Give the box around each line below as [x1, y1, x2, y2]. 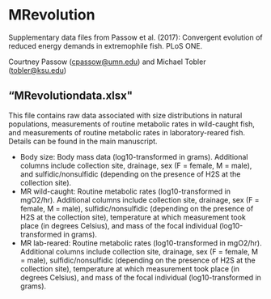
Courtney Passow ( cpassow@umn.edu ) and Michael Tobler [8, 57, 206, 66]
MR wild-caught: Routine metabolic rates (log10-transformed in [19, 186, 231, 196]
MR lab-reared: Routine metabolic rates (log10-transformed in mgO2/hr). [19, 237, 262, 248]
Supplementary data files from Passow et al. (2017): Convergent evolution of [8, 32, 263, 42]
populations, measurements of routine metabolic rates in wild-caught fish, [8, 119, 255, 129]
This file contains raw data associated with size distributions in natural [8, 110, 243, 120]
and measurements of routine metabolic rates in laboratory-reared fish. [8, 127, 245, 137]
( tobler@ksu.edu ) [8, 65, 67, 75]
